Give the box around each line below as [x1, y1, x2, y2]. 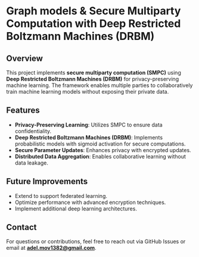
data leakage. [14, 159, 49, 166]
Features [6, 106, 40, 116]
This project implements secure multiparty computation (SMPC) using [6, 69, 182, 76]
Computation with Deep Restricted [6, 17, 181, 30]
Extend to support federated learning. [14, 192, 108, 199]
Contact [6, 222, 37, 233]
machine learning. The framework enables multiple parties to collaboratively [6, 82, 193, 89]
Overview [6, 53, 43, 63]
